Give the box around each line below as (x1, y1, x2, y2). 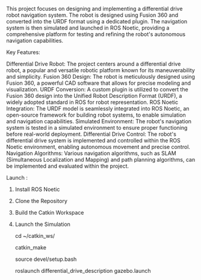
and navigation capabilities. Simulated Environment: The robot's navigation (6, 118, 191, 125)
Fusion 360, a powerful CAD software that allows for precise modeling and (6, 79, 191, 87)
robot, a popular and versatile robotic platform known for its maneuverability (6, 67, 196, 74)
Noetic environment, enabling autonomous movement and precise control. (6, 144, 191, 150)
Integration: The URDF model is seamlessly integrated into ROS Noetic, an (6, 105, 190, 112)
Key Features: (6, 49, 40, 56)
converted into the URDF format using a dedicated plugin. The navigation (6, 18, 188, 25)
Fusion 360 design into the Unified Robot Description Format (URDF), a (6, 93, 182, 99)
